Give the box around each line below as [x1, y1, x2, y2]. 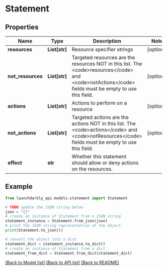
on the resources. [72, 165, 113, 172]
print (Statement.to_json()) [5, 228, 64, 233]
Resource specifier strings [72, 46, 133, 53]
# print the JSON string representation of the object [5, 223, 121, 228]
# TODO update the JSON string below [5, 205, 83, 210]
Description [92, 38, 121, 44]
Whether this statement [72, 153, 127, 160]
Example [5, 182, 33, 191]
